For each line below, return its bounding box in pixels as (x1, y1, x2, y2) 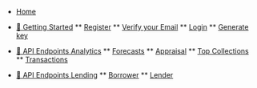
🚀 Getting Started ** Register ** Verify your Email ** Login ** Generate (15, 22, 249, 31)
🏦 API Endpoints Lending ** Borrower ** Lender (15, 70, 174, 79)
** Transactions (15, 55, 68, 64)
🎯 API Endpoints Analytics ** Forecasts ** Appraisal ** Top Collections (15, 46, 250, 55)
